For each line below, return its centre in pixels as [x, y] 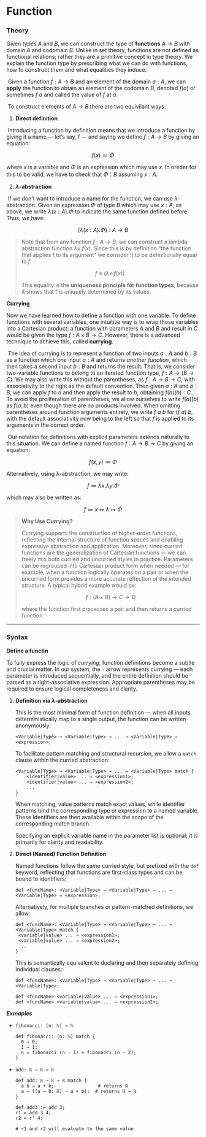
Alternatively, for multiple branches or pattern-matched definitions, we [104, 906]
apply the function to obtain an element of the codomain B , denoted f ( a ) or [101, 88]
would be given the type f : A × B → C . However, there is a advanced [93, 335]
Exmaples [19, 1013]
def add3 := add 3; [40, 1107]
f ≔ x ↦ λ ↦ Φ [103, 510]
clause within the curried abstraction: [62, 760]
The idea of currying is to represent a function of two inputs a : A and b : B [102, 353]
